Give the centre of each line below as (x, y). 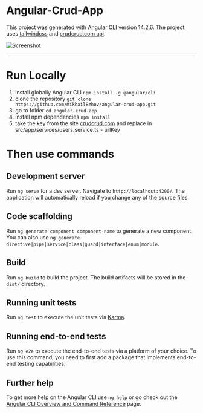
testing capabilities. (41, 364)
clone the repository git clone (53, 99)
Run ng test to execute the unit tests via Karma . (66, 317)
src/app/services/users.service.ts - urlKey (68, 129)
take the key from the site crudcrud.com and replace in (83, 123)
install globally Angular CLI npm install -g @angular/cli (85, 92)
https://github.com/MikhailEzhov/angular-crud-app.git (85, 104)
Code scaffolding (39, 216)
